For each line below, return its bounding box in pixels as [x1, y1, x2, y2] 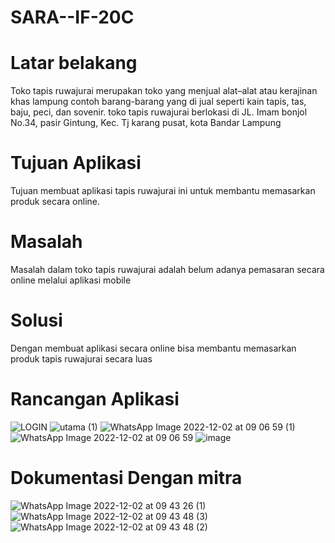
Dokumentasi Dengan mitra [10, 467, 243, 490]
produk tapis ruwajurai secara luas [10, 352, 153, 365]
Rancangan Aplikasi [10, 388, 180, 411]
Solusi [10, 309, 63, 332]
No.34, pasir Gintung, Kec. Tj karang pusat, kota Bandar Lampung [10, 117, 282, 129]
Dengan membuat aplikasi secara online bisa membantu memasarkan [10, 342, 297, 354]
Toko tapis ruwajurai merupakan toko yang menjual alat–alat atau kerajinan [10, 85, 318, 97]
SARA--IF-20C [10, 6, 135, 29]
